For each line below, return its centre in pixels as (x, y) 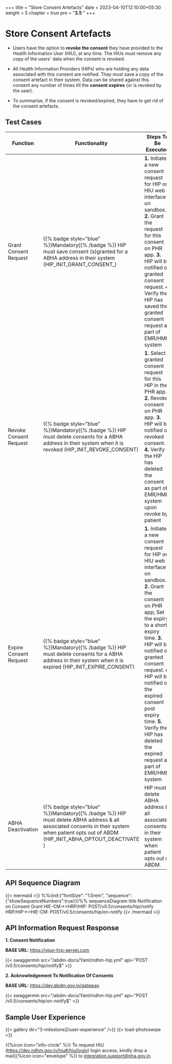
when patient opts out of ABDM (81, 833)
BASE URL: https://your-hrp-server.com (47, 950)
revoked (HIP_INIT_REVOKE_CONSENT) (91, 449)
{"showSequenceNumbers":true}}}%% (47, 901)
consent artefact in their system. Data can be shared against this (81, 80)
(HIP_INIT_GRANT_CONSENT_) (80, 264)
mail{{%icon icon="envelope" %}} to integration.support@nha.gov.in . (79, 1056)
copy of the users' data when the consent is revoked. (69, 59)
